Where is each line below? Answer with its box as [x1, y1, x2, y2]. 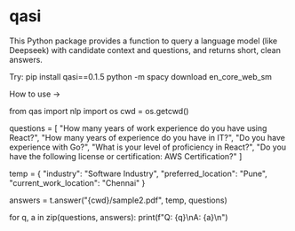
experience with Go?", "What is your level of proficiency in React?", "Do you [9, 142, 287, 152]
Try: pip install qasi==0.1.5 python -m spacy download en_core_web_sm [9, 71, 273, 81]
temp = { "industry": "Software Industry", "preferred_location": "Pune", [9, 168, 268, 179]
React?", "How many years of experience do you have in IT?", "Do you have [9, 132, 286, 142]
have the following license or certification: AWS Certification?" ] [9, 150, 243, 161]
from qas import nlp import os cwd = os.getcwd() [9, 105, 189, 116]
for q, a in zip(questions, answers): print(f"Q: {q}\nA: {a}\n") [9, 212, 228, 222]
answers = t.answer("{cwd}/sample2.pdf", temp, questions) [9, 195, 228, 205]
